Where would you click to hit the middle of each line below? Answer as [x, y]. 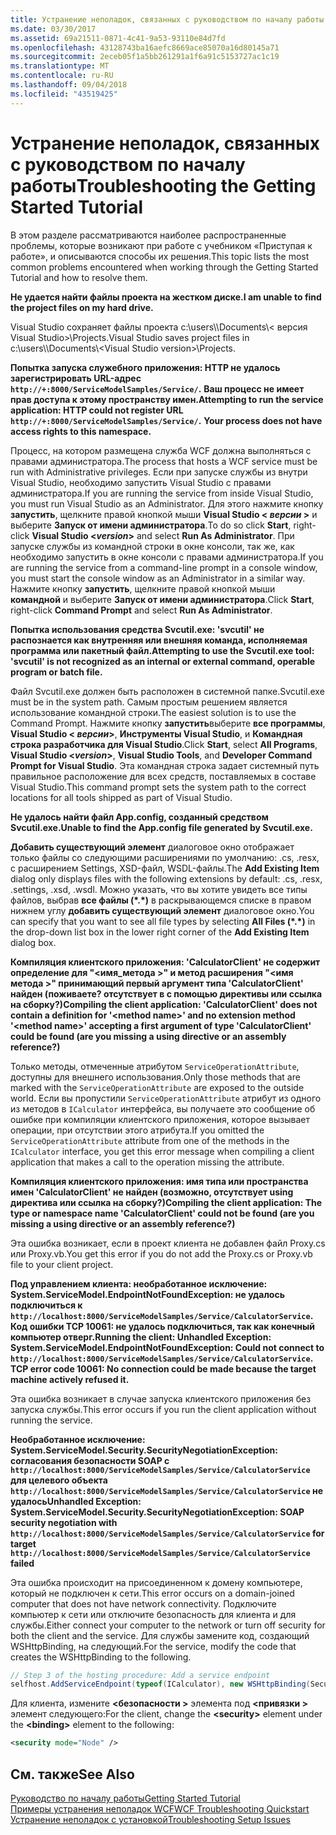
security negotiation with [64, 1522]
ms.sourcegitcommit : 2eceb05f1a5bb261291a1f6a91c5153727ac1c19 [145, 57]
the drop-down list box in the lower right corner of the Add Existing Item [160, 932]
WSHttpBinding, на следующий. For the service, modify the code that [153, 1646]
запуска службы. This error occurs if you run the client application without [163, 1409]
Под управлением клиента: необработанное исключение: [139, 1283]
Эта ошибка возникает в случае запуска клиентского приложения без [161, 1398]
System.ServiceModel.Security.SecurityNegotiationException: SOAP [157, 1512]
